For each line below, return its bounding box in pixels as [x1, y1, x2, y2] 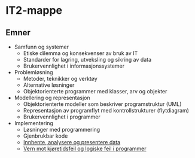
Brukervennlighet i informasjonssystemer [23, 62, 125, 69]
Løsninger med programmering [23, 126, 100, 133]
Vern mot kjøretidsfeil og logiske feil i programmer [23, 145, 147, 152]
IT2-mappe [5, 4, 63, 17]
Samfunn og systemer [14, 43, 69, 50]
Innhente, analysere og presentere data [23, 139, 121, 145]
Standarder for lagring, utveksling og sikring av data [23, 56, 152, 63]
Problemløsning [14, 69, 53, 75]
